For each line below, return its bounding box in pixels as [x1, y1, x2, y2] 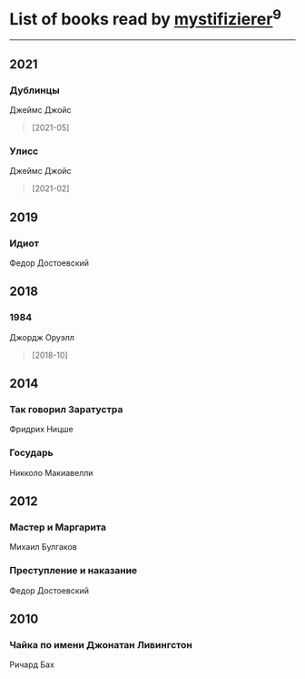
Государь [9, 447, 54, 460]
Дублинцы [9, 84, 61, 96]
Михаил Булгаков [9, 542, 77, 552]
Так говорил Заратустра [9, 402, 123, 415]
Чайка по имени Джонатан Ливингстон [9, 638, 192, 651]
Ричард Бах [9, 659, 54, 670]
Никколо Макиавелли [9, 467, 93, 478]
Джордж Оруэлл [9, 331, 75, 342]
